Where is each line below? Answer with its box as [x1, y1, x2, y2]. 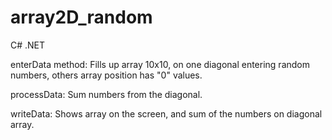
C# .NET [10, 39, 46, 51]
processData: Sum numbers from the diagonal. [10, 88, 203, 100]
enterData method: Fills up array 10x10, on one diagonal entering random [10, 58, 311, 70]
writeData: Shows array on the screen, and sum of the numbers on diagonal [10, 107, 323, 120]
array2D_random [10, 6, 153, 29]
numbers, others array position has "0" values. [10, 69, 203, 81]
